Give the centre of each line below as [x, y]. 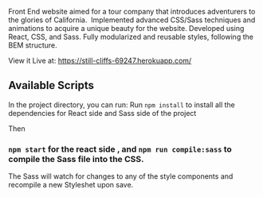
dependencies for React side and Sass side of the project [102, 113]
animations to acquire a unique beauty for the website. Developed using [126, 28]
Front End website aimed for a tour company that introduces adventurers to [132, 12]
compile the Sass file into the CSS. [76, 159]
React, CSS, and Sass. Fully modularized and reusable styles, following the [131, 37]
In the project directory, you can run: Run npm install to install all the [122, 104]
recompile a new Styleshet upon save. [71, 185]
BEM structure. [33, 45]
